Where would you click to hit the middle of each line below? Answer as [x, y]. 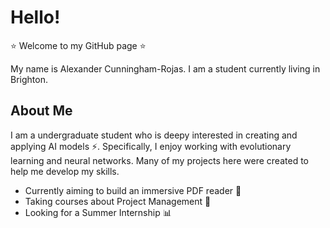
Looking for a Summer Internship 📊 [98, 212]
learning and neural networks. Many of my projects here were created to [159, 160]
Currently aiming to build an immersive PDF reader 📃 [133, 190]
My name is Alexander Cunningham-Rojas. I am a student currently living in [165, 68]
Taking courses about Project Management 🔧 [118, 201]
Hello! [35, 17]
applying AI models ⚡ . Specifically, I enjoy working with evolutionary [151, 146]
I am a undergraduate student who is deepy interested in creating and [154, 135]
